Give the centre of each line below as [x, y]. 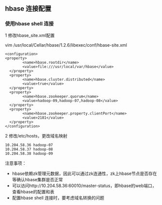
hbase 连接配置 [28, 9]
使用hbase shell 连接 [30, 24]
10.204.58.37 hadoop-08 [29, 149]
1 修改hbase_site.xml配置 [30, 35]
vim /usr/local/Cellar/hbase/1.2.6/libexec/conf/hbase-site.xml [66, 45]
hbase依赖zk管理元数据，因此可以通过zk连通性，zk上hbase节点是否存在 [84, 173]
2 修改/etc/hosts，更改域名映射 [36, 136]
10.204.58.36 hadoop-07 [29, 145]
